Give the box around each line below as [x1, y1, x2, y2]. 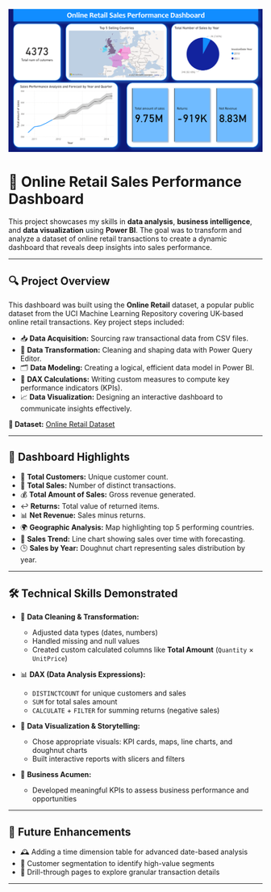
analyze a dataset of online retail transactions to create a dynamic [8, 234, 227, 243]
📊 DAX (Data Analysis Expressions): [19, 670, 146, 679]
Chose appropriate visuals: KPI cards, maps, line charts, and [31, 737, 233, 746]
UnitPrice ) [31, 653, 69, 663]
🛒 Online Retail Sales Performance [8, 173, 242, 191]
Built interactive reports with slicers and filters [31, 754, 186, 764]
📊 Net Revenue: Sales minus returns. [19, 510, 146, 520]
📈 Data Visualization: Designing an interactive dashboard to [19, 391, 223, 401]
